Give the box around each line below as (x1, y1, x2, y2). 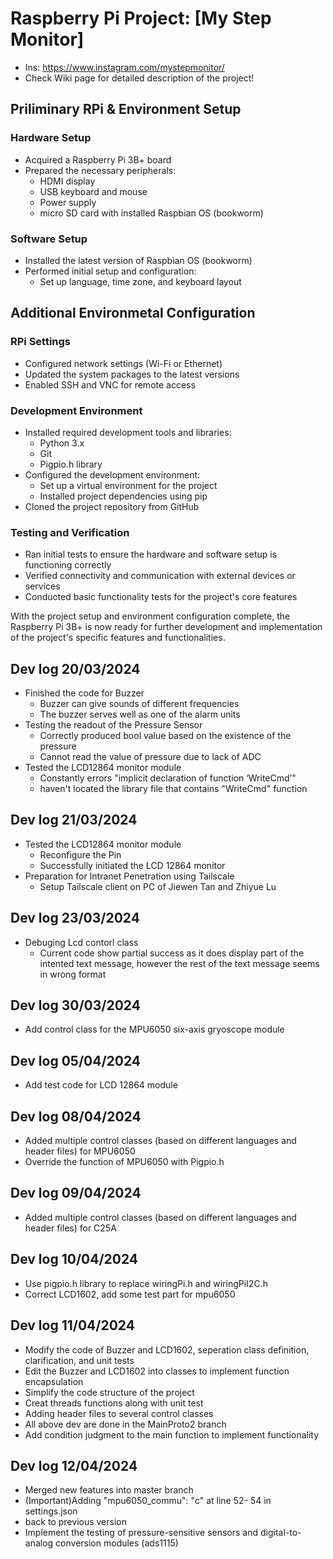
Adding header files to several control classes (24, 1407, 214, 1419)
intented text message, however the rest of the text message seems (39, 957, 320, 969)
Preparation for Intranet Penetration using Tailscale (24, 870, 235, 882)
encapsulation (24, 1375, 84, 1387)
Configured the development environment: (24, 468, 201, 481)
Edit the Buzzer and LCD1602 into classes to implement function (24, 1365, 290, 1377)
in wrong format (39, 968, 107, 980)
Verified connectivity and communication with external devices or (24, 570, 296, 582)
